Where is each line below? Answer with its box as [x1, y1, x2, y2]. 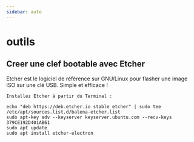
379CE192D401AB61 [6, 119, 50, 126]
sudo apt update [6, 124, 47, 131]
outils [6, 34, 35, 48]
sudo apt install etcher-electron [6, 130, 94, 136]
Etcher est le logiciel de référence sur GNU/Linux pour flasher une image [6, 75, 188, 82]
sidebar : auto [6, 8, 42, 15]
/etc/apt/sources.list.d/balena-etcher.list [6, 109, 121, 115]
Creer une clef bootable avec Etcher [6, 59, 145, 69]
